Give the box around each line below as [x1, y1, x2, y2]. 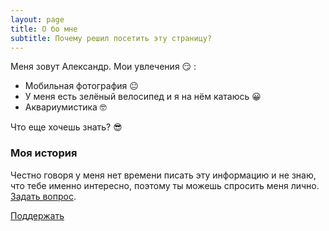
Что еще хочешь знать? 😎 [10, 121, 123, 133]
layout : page [10, 14, 65, 25]
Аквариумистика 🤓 [24, 101, 107, 113]
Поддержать [10, 209, 65, 221]
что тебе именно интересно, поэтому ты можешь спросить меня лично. [10, 179, 320, 191]
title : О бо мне [10, 24, 78, 34]
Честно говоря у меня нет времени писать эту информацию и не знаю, [10, 169, 317, 181]
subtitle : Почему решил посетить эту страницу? [10, 33, 213, 43]
